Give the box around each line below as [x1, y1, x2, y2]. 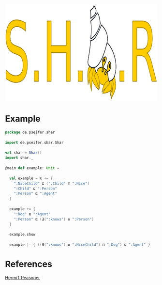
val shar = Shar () [5, 150, 42, 155]
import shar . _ [5, 156, 34, 160]
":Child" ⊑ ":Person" [14, 186, 57, 191]
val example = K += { [9, 176, 53, 181]
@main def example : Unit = [5, 166, 59, 171]
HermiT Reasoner [5, 275, 40, 280]
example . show [9, 232, 36, 237]
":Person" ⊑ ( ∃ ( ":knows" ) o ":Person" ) [14, 217, 94, 222]
